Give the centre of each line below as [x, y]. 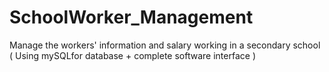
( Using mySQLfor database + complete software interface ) [132, 55]
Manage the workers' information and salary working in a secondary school [165, 45]
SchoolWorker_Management [131, 17]
